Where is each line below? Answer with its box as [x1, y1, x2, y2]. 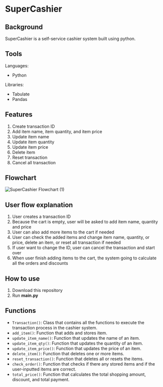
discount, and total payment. [12, 376, 70, 382]
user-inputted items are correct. [12, 366, 76, 372]
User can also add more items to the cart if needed [12, 229, 114, 235]
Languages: [5, 62, 29, 69]
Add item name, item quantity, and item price [12, 128, 102, 135]
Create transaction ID [12, 123, 55, 129]
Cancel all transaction [12, 159, 56, 165]
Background [5, 23, 43, 31]
